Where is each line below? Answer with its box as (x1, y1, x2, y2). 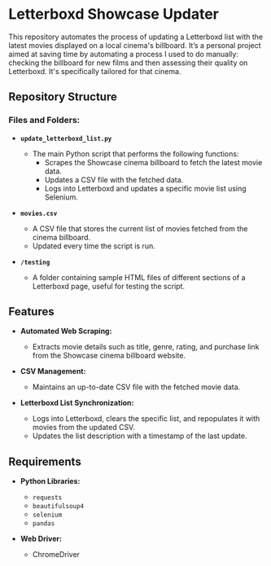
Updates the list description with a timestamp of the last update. (32, 431, 247, 441)
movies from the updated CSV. (32, 423, 136, 432)
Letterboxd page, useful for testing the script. (32, 281, 186, 291)
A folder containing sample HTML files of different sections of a (32, 272, 246, 282)
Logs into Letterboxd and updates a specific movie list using (44, 183, 247, 193)
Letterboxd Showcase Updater (8, 5, 220, 24)
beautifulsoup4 (32, 502, 84, 511)
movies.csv (20, 209, 58, 217)
